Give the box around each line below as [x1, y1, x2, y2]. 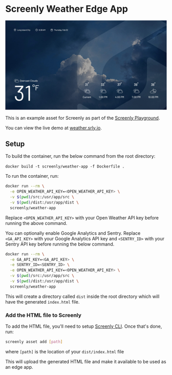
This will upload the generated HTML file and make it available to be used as [5, 359, 166, 365]
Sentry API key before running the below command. [5, 241, 115, 247]
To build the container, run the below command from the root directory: [5, 153, 156, 159]
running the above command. [5, 220, 68, 226]
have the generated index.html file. [5, 298, 80, 305]
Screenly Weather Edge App [5, 3, 128, 15]
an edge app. [5, 364, 33, 370]
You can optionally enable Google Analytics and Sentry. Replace [5, 230, 141, 236]
